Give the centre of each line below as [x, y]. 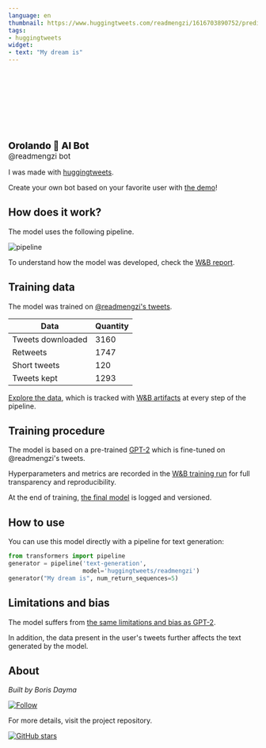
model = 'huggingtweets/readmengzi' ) [141, 571]
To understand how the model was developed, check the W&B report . [122, 262]
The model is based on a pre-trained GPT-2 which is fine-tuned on [117, 450]
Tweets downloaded [50, 339]
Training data [42, 288]
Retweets [30, 352]
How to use [36, 522]
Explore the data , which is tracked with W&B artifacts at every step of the [127, 397]
